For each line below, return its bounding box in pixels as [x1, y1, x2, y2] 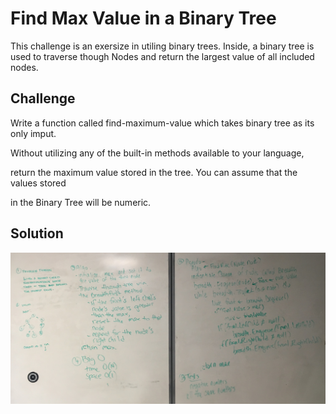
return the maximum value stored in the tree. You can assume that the [10, 166, 298, 178]
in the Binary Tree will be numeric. [10, 196, 152, 208]
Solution [10, 225, 64, 242]
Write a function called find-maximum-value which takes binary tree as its [10, 117, 315, 129]
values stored [10, 177, 67, 189]
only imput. [10, 127, 57, 139]
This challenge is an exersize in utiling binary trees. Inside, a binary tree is [10, 40, 315, 52]
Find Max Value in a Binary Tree [10, 7, 277, 30]
